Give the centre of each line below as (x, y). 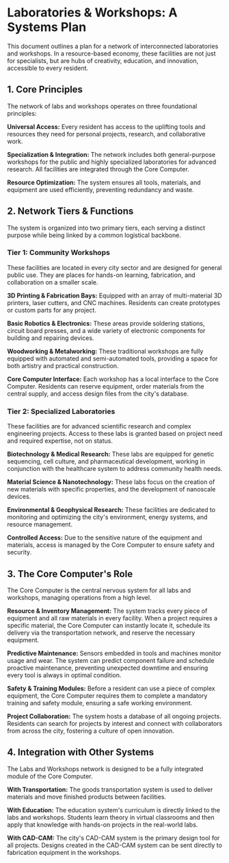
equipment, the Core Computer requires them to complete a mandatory (107, 695)
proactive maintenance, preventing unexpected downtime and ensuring (108, 668)
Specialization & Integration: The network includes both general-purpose (111, 154)
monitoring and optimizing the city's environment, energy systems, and (107, 517)
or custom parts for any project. (52, 310)
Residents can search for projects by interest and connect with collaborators (115, 723)
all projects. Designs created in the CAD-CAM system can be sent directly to (114, 845)
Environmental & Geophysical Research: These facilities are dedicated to (111, 510)
